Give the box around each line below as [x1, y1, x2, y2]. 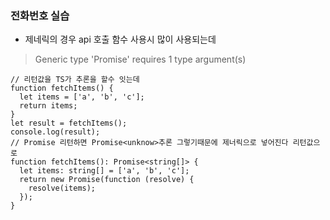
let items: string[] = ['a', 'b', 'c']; [19, 166, 190, 176]
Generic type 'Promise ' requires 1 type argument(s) [34, 53, 247, 66]
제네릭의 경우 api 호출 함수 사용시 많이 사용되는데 [24, 33, 217, 46]
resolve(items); [28, 183, 97, 194]
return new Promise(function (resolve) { [19, 175, 195, 185]
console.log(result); [10, 127, 101, 137]
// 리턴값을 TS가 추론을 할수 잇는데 [10, 75, 140, 85]
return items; [19, 101, 78, 111]
